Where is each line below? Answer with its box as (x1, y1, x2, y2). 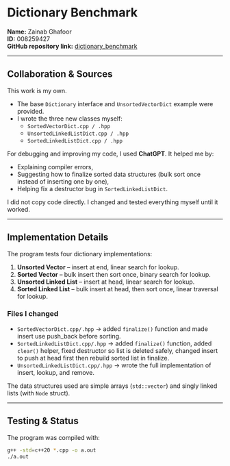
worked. (7, 205, 31, 213)
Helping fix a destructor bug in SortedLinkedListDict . (16, 184, 168, 193)
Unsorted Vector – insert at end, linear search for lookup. (16, 262, 179, 271)
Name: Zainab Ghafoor (7, 27, 72, 36)
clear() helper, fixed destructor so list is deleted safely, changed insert (16, 346, 218, 354)
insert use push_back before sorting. (16, 332, 121, 340)
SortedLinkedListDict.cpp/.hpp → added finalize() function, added (16, 339, 212, 347)
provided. (16, 107, 44, 115)
